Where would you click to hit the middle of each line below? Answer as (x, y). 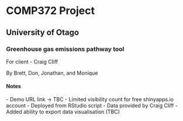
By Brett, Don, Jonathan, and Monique (52, 73)
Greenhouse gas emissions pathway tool (65, 49)
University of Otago (43, 32)
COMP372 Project (51, 11)
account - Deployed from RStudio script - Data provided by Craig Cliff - (92, 106)
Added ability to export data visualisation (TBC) (63, 112)
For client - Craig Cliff (32, 61)
